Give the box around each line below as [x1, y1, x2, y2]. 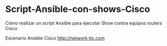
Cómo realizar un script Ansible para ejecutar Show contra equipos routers [5, 20, 162, 26]
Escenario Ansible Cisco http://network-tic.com [5, 35, 105, 41]
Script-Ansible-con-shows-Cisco [5, 3, 150, 15]
